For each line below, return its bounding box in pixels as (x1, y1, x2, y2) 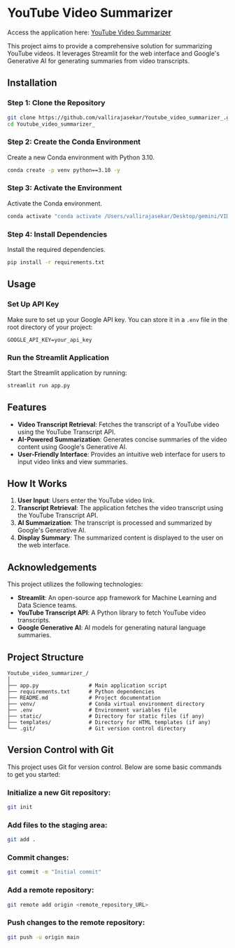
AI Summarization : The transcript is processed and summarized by (17, 519, 212, 527)
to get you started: (7, 770, 61, 778)
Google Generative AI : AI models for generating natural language (17, 623, 206, 632)
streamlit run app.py (7, 382, 71, 389)
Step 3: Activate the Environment (7, 183, 122, 193)
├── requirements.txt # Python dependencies (7, 688, 155, 695)
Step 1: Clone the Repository (7, 98, 106, 108)
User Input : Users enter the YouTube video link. (17, 496, 155, 505)
